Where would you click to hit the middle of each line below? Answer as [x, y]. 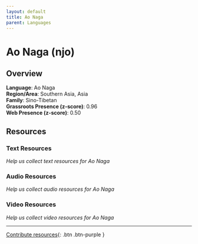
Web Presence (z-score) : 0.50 [44, 113]
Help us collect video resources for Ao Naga [60, 217]
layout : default [26, 12]
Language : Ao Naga [31, 88]
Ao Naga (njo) [40, 52]
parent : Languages [29, 22]
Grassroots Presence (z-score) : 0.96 [52, 106]
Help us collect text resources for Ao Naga [58, 161]
